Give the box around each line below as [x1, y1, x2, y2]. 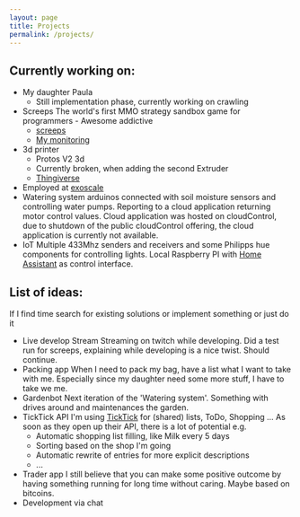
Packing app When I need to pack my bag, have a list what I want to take [22, 364, 292, 374]
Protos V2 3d [35, 153, 85, 164]
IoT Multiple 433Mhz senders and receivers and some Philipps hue [22, 240, 270, 250]
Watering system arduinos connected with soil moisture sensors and [22, 192, 277, 203]
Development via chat [22, 497, 103, 508]
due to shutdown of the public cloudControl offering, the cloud [22, 221, 254, 232]
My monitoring [35, 135, 90, 145]
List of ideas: [9, 285, 84, 300]
